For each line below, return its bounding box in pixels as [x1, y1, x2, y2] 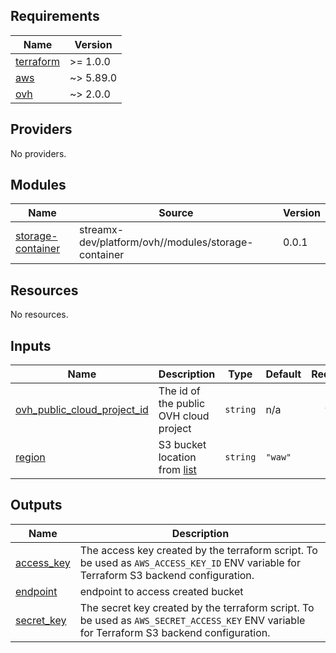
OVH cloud [158, 409, 210, 423]
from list [158, 463, 197, 477]
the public [158, 397, 206, 411]
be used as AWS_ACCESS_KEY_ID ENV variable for [79, 555, 301, 569]
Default [265, 367, 302, 381]
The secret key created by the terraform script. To [79, 600, 315, 614]
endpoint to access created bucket [79, 584, 244, 598]
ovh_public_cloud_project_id [15, 403, 149, 417]
